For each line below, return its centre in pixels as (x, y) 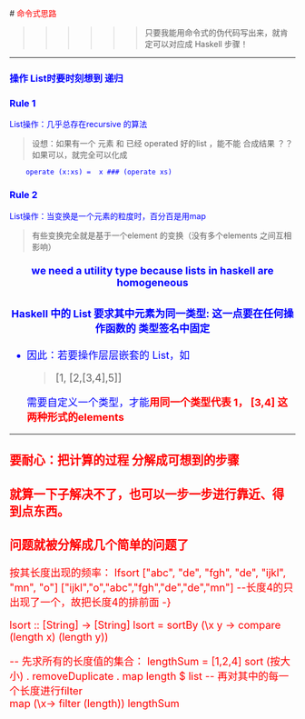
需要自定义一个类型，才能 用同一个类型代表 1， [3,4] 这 (157, 402)
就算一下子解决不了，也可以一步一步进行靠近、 (141, 494)
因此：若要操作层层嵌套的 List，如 (108, 355)
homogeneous (152, 283)
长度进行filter (51, 691)
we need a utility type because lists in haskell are (152, 271)
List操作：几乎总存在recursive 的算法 (79, 125)
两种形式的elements (75, 417)
